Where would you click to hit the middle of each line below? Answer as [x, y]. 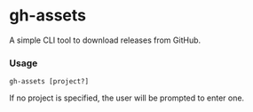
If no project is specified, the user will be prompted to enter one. [127, 98]
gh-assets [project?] [49, 82]
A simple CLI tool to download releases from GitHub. [105, 40]
